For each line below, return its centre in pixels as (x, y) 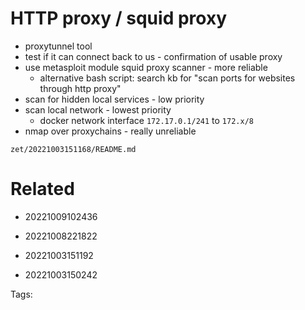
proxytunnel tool (58, 46)
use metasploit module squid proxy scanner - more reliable (146, 67)
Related (42, 189)
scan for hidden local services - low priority (114, 99)
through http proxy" (80, 88)
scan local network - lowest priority (98, 109)
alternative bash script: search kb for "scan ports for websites (167, 78)
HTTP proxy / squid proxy (118, 18)
